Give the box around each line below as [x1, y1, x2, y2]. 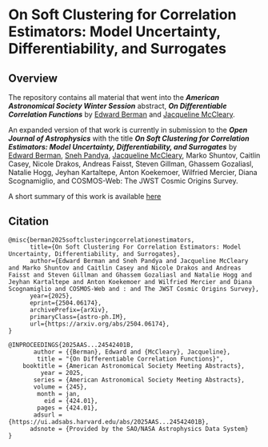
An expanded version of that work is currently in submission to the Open [8, 126, 248, 134]
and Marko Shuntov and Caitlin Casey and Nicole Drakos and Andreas [8, 264, 242, 272]
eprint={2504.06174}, [29, 298, 102, 307]
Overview [8, 71, 58, 85]
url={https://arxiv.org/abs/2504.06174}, [29, 320, 170, 328]
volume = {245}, [33, 382, 88, 391]
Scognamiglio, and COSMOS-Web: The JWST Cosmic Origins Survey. [8, 176, 238, 186]
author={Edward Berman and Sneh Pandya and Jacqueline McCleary [29, 257, 249, 265]
